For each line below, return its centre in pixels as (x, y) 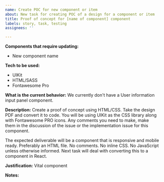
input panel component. (29, 100)
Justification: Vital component (36, 166)
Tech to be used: (23, 66)
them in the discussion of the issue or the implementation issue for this (77, 126)
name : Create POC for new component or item (51, 10)
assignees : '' (20, 28)
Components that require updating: (42, 46)
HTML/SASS (25, 80)
